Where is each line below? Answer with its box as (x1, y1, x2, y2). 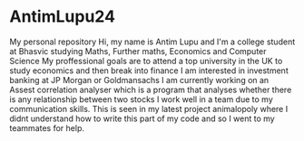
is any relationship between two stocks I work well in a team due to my (9, 93, 274, 105)
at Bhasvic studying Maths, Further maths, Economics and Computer (9, 45, 267, 56)
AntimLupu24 (9, 6, 116, 27)
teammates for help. (9, 122, 84, 133)
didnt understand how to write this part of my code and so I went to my (9, 113, 275, 124)
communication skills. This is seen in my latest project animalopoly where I (9, 103, 289, 114)
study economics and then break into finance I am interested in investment (9, 65, 289, 76)
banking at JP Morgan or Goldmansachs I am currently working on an (9, 74, 270, 85)
